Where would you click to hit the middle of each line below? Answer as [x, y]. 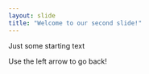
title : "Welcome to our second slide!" [75, 23]
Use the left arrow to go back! [58, 61]
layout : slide [32, 16]
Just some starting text [47, 45]
